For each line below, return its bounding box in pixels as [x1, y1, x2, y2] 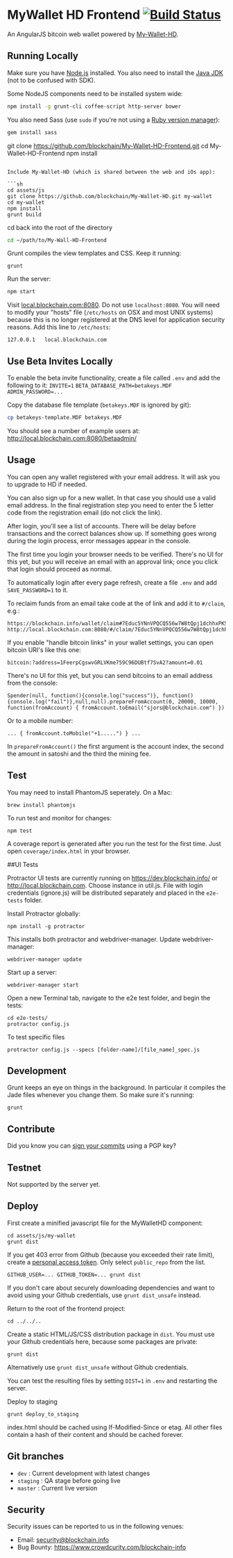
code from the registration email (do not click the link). [7, 508, 162, 517]
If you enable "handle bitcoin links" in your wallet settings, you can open [7, 638, 214, 647]
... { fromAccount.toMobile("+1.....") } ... [7, 730, 141, 737]
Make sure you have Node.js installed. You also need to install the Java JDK [7, 68, 223, 76]
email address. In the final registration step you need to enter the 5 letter [7, 501, 214, 509]
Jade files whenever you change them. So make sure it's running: [7, 1091, 195, 1099]
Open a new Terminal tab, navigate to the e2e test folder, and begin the [7, 993, 211, 1002]
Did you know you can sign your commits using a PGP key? [7, 1142, 177, 1150]
